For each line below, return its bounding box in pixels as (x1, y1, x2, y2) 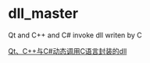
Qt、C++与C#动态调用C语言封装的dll (8, 46, 127, 55)
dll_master (8, 5, 79, 23)
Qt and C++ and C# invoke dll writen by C (8, 30, 142, 40)
